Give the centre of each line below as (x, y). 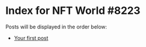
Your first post (31, 38)
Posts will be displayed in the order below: (56, 27)
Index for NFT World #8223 (73, 11)
